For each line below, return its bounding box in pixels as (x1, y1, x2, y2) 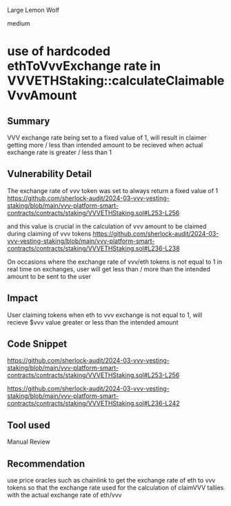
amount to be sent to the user (7, 272, 92, 280)
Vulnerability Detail (7, 168, 92, 180)
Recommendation (7, 458, 85, 469)
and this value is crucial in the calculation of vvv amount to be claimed (7, 222, 207, 231)
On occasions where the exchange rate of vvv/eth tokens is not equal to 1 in (7, 257, 223, 266)
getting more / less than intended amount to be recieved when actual (7, 141, 203, 149)
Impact (7, 292, 38, 304)
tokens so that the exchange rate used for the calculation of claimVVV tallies (7, 484, 224, 492)
